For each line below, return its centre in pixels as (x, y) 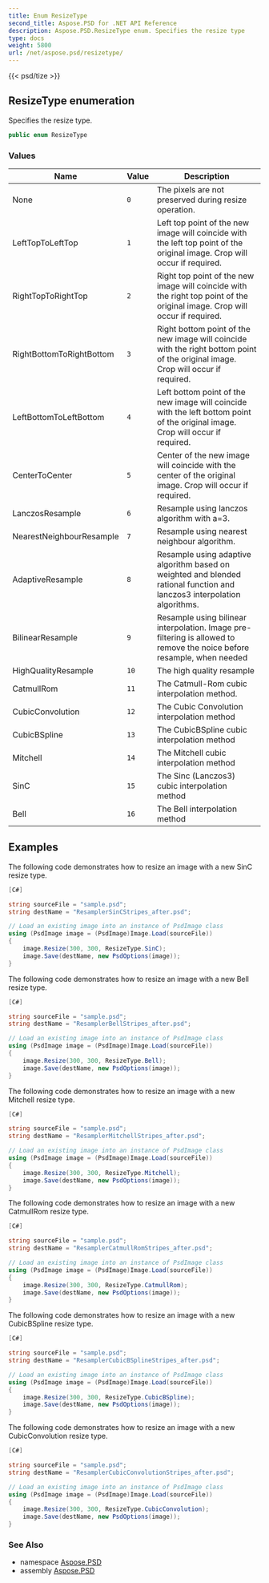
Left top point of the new (203, 223)
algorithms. (178, 604)
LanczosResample (47, 513)
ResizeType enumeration (72, 101)
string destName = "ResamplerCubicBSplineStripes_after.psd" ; (114, 1361)
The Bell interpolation (197, 809)
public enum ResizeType (48, 135)
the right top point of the (202, 296)
